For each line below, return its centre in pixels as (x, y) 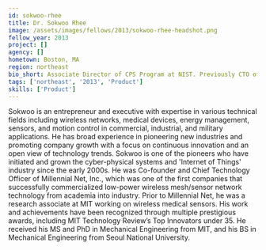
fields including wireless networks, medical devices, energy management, (129, 120)
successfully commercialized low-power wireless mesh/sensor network (125, 187)
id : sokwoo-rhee (35, 15)
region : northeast (38, 67)
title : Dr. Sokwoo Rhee (47, 23)
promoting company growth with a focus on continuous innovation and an (129, 145)
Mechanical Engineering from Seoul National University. (99, 237)
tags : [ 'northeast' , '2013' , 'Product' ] (76, 81)
